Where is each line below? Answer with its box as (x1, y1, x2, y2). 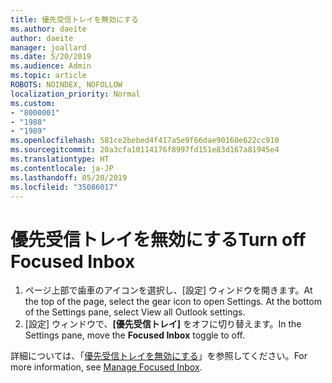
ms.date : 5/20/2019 (10, 52, 92, 62)
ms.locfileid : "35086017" (10, 182, 118, 192)
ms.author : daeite (10, 24, 87, 34)
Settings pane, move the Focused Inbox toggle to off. (24, 329, 245, 341)
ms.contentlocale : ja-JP (10, 163, 114, 173)
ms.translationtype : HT (10, 154, 110, 164)
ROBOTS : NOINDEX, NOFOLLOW (10, 80, 123, 90)
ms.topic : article (10, 71, 87, 81)
